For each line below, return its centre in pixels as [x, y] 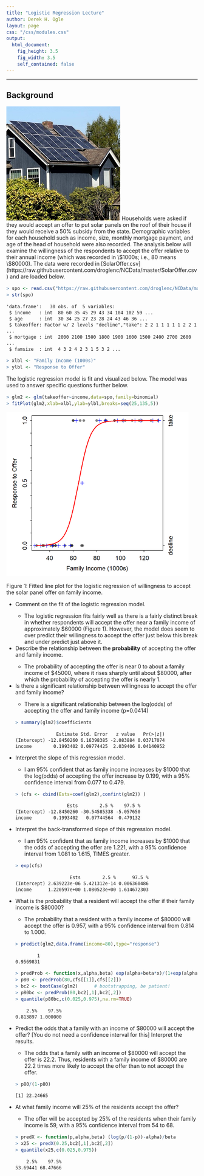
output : [16, 39]
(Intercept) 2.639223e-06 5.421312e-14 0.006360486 [82, 884]
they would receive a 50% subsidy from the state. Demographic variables [98, 232]
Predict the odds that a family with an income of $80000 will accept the [105, 1028]
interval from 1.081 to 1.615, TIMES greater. [77, 854]
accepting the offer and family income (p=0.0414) [86, 710]
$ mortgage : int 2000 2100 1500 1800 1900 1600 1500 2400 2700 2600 [100, 337]
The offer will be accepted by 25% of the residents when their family [110, 1119]
